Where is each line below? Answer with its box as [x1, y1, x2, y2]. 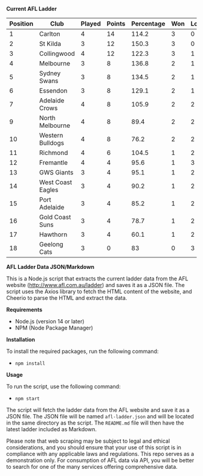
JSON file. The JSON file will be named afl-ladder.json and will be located [6, 413, 195, 420]
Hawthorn [39, 230, 68, 239]
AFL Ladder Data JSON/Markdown [6, 263, 95, 270]
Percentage [131, 19, 166, 28]
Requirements [6, 306, 43, 313]
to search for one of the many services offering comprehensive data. [6, 463, 178, 470]
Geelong [39, 240, 63, 248]
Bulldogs [39, 139, 65, 147]
